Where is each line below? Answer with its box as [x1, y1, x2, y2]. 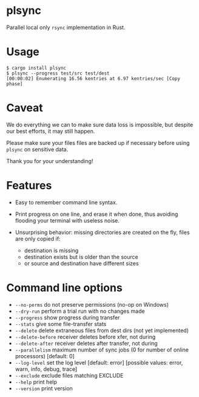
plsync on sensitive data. [6, 145, 69, 153]
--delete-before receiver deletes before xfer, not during [15, 333, 156, 340]
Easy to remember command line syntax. [15, 198, 118, 206]
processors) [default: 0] [15, 352, 75, 359]
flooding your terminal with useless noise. [15, 216, 120, 224]
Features [6, 179, 52, 192]
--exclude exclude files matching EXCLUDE [15, 372, 124, 379]
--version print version [15, 384, 73, 392]
